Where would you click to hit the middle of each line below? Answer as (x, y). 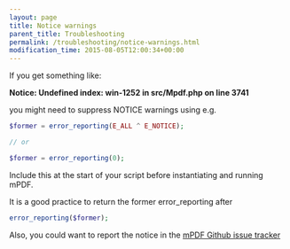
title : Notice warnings (53, 26)
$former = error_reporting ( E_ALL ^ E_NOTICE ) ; (97, 126)
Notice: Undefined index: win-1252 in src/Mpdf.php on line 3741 (129, 93)
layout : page (33, 17)
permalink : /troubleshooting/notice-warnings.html (105, 42)
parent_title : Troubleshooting (67, 34)
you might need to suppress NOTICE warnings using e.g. (113, 110)
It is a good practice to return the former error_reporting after (121, 201)
